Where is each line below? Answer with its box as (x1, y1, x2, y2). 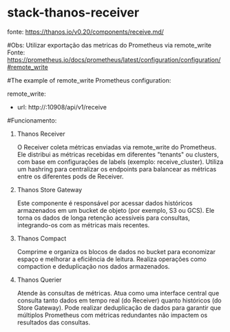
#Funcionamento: (7, 116, 57, 125)
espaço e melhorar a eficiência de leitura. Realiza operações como (17, 255, 207, 263)
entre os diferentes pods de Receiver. (17, 172, 124, 180)
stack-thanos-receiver (7, 5, 140, 21)
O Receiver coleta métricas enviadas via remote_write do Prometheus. (17, 143, 217, 151)
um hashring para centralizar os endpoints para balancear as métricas (17, 165, 217, 173)
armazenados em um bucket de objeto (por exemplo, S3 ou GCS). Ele (17, 206, 215, 214)
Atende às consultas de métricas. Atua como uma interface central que (17, 289, 220, 297)
